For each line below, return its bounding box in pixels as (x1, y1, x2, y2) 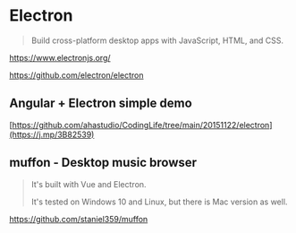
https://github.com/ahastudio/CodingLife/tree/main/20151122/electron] (12, 119, 273, 130)
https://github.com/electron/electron (9, 69, 144, 81)
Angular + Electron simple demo (9, 96, 192, 111)
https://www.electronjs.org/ (9, 52, 111, 63)
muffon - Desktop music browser (9, 155, 198, 170)
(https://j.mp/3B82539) (9, 129, 95, 140)
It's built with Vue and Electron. (30, 178, 147, 189)
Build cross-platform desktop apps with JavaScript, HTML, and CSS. (30, 35, 284, 46)
